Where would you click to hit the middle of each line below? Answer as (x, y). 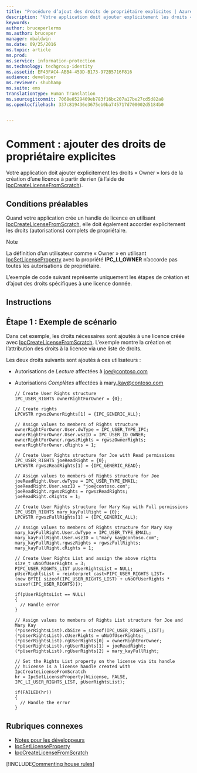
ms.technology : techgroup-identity (50, 66)
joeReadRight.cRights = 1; (47, 497)
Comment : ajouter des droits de (86, 144)
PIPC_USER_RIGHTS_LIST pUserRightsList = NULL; (74, 569)
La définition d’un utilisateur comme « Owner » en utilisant (76, 253)
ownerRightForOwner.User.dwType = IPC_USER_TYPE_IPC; (81, 430)
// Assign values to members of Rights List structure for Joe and (98, 621)
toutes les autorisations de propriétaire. (54, 266)
